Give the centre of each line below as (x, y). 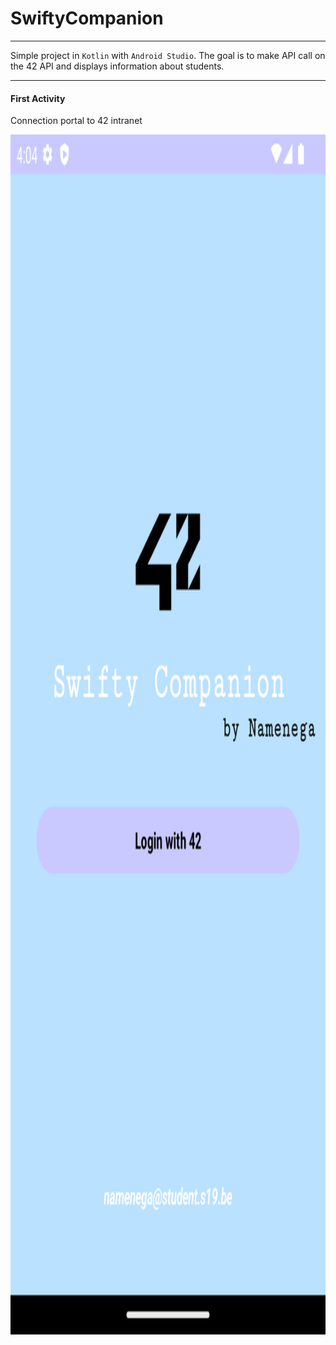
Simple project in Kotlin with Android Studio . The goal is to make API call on (168, 55)
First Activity (38, 98)
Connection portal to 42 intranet (76, 121)
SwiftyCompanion (87, 18)
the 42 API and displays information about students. (117, 66)
